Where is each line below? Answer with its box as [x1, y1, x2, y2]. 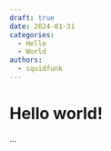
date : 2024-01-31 [9, 22, 76, 31]
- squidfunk [17, 65, 64, 74]
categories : [9, 30, 55, 39]
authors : [9, 55, 43, 65]
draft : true [9, 13, 55, 23]
